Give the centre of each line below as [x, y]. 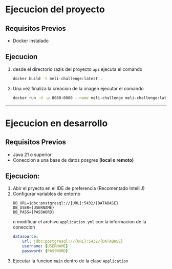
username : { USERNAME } [45, 246]
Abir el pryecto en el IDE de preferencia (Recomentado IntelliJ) [79, 188]
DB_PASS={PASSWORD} [34, 212]
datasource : [25, 237]
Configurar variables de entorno [47, 194]
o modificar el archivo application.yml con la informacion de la [79, 222]
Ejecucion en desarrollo [57, 123]
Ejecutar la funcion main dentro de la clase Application [70, 261]
